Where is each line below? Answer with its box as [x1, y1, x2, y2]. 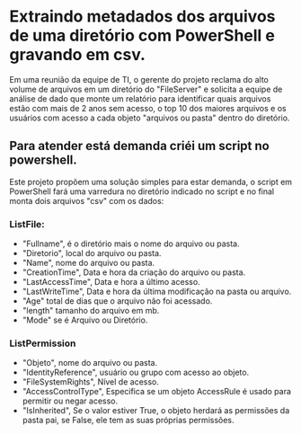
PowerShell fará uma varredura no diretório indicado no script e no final [9, 186, 275, 197]
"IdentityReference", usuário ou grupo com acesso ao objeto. [22, 367, 250, 378]
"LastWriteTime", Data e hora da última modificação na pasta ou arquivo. [22, 286, 292, 297]
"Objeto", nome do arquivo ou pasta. [22, 358, 158, 368]
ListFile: [9, 217, 45, 230]
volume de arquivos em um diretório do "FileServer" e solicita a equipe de [9, 84, 283, 94]
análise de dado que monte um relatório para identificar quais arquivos [9, 93, 271, 104]
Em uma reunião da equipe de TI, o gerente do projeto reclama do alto [9, 74, 270, 84]
